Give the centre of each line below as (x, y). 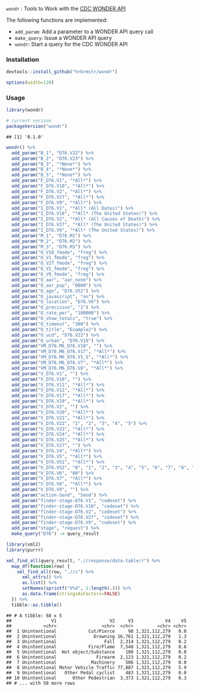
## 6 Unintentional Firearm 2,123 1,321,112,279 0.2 (96, 657)
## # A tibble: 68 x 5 (34, 616)
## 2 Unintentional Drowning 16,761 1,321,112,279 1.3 (96, 636)
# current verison (29, 121)
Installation (23, 59)
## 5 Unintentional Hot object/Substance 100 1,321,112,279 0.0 (96, 652)
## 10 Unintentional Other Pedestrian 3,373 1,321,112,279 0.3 (96, 678)
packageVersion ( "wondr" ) (37, 126)
